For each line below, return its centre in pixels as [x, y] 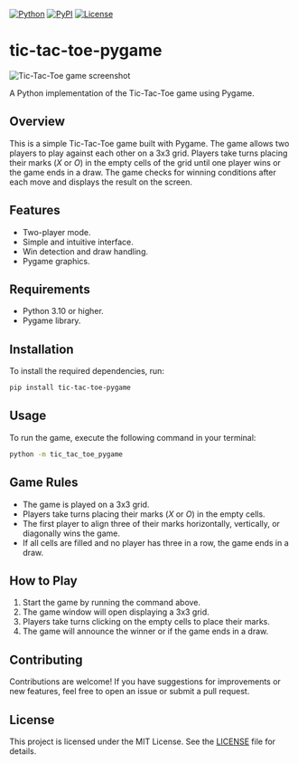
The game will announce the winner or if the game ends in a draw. [145, 631]
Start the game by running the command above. [112, 603]
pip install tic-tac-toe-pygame [70, 388]
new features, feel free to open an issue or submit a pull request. [130, 692]
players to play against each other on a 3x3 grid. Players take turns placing [149, 153]
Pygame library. [51, 320]
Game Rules [44, 483]
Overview [37, 122]
